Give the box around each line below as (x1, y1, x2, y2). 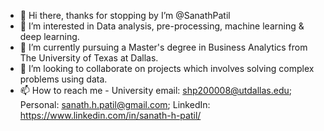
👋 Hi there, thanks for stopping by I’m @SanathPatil (19, 10, 231, 21)
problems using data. (19, 73, 108, 85)
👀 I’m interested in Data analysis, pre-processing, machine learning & (19, 20, 305, 32)
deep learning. (19, 31, 80, 42)
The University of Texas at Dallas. (19, 52, 159, 64)
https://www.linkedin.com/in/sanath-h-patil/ (19, 110, 202, 121)
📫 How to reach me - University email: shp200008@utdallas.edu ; (19, 85, 293, 96)
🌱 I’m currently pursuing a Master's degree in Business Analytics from (19, 41, 308, 53)
